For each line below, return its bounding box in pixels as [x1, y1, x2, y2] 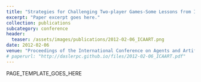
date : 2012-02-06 [6, 42, 50, 48]
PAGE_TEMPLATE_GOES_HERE [6, 69, 82, 77]
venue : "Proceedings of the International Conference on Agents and [6, 48, 181, 54]
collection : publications [6, 20, 71, 26]
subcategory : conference [6, 25, 68, 32]
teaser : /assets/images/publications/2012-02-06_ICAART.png [11, 37, 165, 42]
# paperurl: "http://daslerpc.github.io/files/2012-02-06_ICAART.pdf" [6, 53, 186, 59]
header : [6, 31, 26, 37]
